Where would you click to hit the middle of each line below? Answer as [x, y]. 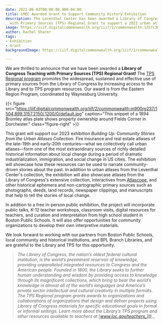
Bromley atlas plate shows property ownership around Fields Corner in [76, 119]
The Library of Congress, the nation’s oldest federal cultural [77, 254]
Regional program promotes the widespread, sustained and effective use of [81, 79]
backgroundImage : [23, 50]
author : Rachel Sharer [28, 32]
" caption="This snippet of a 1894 [115, 113]
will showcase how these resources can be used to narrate [64, 164]
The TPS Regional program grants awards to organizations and [81, 295]
